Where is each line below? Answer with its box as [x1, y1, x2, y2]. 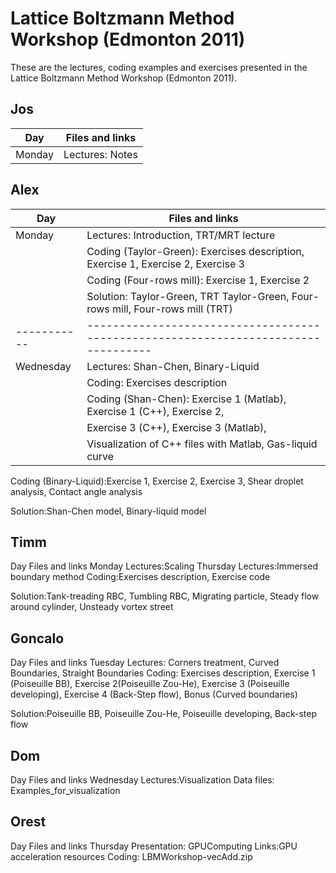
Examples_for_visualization [10, 785, 121, 796]
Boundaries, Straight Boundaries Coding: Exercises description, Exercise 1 [10, 667, 316, 679]
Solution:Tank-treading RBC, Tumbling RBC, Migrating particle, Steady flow [10, 590, 320, 602]
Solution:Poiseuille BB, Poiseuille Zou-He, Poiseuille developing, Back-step [10, 708, 318, 720]
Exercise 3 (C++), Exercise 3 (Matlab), [86, 420, 267, 434]
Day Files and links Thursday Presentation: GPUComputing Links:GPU [10, 840, 298, 852]
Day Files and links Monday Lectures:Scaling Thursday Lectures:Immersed [10, 560, 318, 572]
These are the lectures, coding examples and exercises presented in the [10, 61, 308, 73]
